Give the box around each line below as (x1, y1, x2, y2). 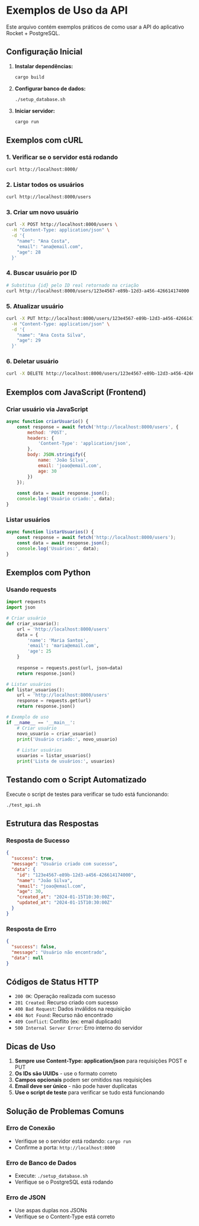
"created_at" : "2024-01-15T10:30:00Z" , (17, 894, 115, 900)
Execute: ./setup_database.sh (14, 1172, 88, 1180)
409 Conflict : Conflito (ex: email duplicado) (14, 1018, 121, 1025)
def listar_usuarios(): (6, 686, 65, 693)
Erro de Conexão (6, 1124, 55, 1132)
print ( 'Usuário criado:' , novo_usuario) (17, 736, 118, 742)
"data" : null (11, 955, 44, 961)
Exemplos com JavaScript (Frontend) (6, 387, 146, 397)
